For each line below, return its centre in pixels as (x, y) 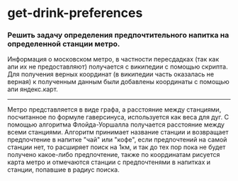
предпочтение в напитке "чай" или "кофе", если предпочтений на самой (117, 140)
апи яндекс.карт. (33, 89)
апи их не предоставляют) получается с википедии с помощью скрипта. (118, 67)
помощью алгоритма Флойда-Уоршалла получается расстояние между (116, 124)
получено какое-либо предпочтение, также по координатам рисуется (114, 155)
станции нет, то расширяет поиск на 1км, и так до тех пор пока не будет (117, 147)
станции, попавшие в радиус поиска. (64, 170)
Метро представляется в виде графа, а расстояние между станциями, (114, 110)
